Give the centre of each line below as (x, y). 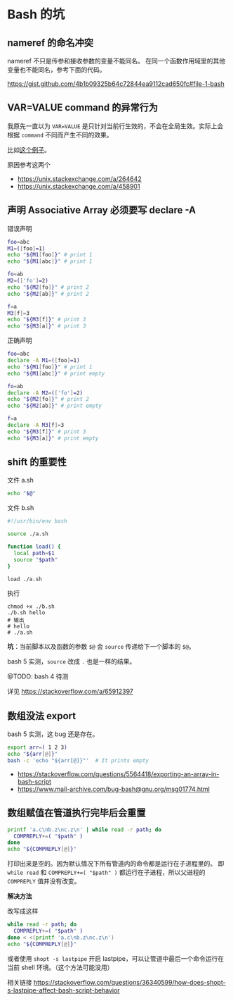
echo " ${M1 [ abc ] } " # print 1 (50, 261)
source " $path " (36, 560)
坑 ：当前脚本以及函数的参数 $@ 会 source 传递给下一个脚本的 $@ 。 (101, 647)
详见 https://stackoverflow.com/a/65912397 (70, 692)
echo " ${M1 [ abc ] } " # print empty (56, 373)
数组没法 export (42, 716)
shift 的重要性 (37, 462)
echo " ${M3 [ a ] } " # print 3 (47, 326)
